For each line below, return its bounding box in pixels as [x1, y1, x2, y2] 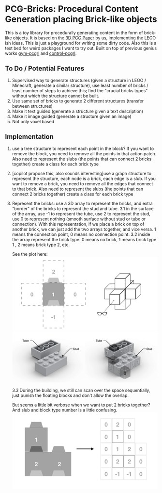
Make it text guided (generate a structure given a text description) [12, 108, 144, 114]
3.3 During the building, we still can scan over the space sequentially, [12, 387, 150, 394]
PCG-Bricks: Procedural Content [5, 3, 139, 15]
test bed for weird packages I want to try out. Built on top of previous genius [5, 45, 157, 51]
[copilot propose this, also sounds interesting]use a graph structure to [12, 170, 151, 176]
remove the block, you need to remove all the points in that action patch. [12, 150, 156, 156]
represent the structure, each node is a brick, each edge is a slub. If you [12, 176, 156, 181]
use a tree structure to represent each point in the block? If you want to [12, 146, 154, 151]
